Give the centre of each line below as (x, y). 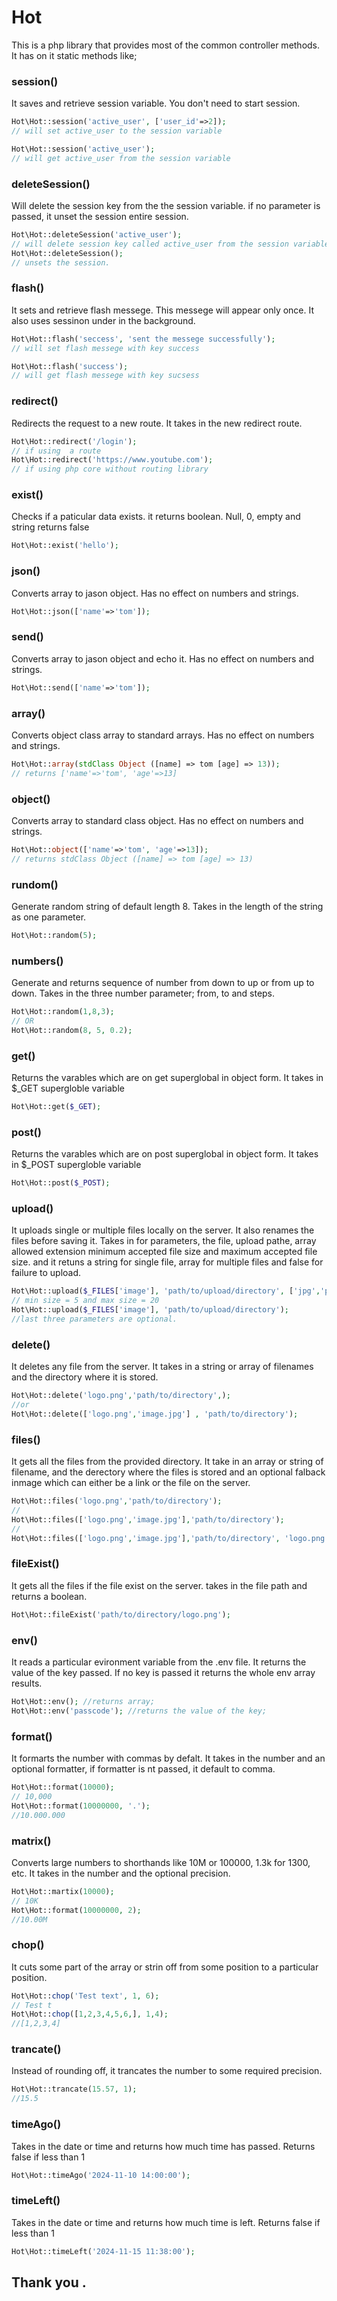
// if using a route (56, 451)
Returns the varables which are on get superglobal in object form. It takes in (167, 1078)
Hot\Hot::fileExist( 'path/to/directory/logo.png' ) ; (121, 1614)
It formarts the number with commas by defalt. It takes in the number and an (168, 1758)
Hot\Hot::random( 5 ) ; (54, 936)
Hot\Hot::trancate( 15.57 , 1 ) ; (74, 2089)
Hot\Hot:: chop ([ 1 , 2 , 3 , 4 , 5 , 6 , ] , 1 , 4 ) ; (90, 2014)
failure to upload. (46, 1273)
